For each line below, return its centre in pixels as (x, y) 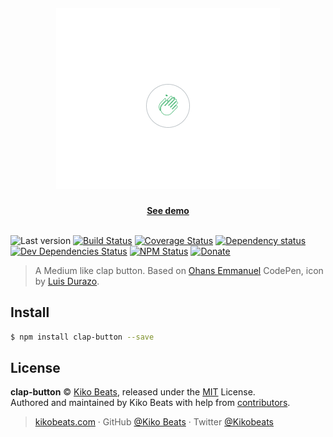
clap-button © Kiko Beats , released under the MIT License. (133, 392)
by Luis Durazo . (67, 281)
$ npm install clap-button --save (82, 337)
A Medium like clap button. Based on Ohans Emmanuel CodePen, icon (179, 270)
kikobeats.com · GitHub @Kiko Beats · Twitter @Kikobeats (154, 422)
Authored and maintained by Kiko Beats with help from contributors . (150, 403)
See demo (168, 210)
